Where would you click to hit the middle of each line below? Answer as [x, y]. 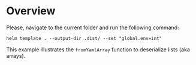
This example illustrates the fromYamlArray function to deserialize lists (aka [98, 49]
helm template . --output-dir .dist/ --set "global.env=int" [84, 38]
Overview [31, 11]
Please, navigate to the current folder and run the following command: [93, 27]
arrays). [16, 55]
